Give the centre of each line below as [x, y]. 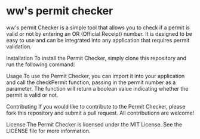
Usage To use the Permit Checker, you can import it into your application [96, 76]
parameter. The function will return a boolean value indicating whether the [98, 88]
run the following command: [41, 64]
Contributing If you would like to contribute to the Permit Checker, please [96, 106]
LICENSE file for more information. [48, 131]
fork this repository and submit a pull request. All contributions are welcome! [100, 113]
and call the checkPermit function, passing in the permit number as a [91, 82]
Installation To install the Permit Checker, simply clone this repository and [96, 58]
